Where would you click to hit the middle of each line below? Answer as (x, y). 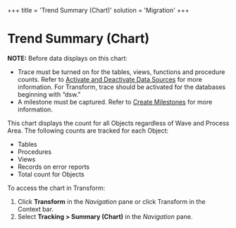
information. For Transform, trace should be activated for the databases (122, 87)
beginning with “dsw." (49, 94)
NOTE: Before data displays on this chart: (68, 58)
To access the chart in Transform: (56, 188)
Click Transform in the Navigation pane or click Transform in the (111, 201)
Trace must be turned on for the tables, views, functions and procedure (121, 72)
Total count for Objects (51, 174)
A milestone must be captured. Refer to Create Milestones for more (115, 102)
